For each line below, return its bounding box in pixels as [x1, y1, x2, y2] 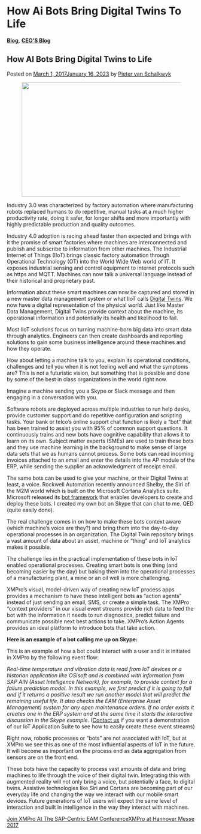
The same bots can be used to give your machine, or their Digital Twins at [7, 474, 188, 482]
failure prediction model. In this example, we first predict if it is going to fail [7, 684, 191, 692]
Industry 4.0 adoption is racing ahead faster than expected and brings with [7, 232, 191, 240]
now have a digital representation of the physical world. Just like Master [7, 301, 184, 309]
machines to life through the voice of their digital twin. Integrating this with [7, 772, 190, 779]
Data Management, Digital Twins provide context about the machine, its [7, 307, 183, 315]
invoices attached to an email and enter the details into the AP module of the [7, 456, 195, 464]
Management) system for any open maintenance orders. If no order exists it [7, 704, 194, 711]
